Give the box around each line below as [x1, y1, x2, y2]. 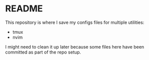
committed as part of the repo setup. [5, 49, 81, 55]
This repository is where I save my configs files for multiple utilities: [5, 19, 144, 25]
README [5, 3, 43, 14]
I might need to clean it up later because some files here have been [5, 44, 144, 50]
